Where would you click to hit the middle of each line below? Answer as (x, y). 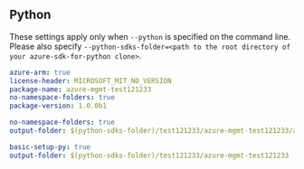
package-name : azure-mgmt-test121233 (81, 89)
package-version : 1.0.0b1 (58, 106)
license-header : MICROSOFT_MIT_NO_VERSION (90, 80)
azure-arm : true (40, 72)
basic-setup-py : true (50, 147)
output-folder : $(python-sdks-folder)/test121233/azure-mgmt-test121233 (149, 155)
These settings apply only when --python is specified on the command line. (150, 36)
